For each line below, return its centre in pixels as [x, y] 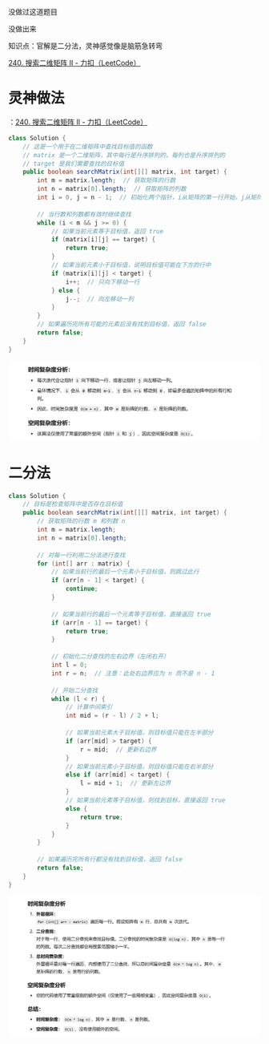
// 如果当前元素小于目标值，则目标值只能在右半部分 [139, 767]
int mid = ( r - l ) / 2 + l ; [112, 716]
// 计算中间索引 [89, 707]
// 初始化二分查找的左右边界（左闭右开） [110, 657]
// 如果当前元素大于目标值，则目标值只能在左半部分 [139, 733]
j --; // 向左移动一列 [100, 299]
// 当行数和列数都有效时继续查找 [84, 214]
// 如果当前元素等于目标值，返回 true [107, 231]
